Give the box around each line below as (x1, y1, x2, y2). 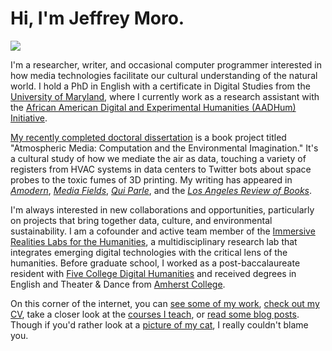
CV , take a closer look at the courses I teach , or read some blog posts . (10, 308, 300, 320)
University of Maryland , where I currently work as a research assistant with (10, 90, 320, 102)
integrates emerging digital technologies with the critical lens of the (10, 246, 288, 258)
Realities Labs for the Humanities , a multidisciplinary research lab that (10, 235, 298, 247)
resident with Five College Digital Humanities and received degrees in (10, 267, 297, 279)
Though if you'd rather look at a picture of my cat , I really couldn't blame (10, 318, 309, 331)
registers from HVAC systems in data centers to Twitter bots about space (10, 163, 312, 175)
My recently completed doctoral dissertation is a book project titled (10, 131, 287, 143)
